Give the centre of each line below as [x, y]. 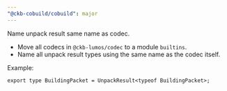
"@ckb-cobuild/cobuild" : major [53, 14]
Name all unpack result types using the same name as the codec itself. [119, 54]
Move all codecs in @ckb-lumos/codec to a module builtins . [102, 47]
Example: [21, 67]
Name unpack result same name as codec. [69, 33]
